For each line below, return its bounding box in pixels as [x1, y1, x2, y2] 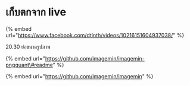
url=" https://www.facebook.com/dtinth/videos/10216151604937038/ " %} [5, 31, 185, 39]
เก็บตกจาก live [5, 5, 67, 19]
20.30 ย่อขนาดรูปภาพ [5, 43, 51, 50]
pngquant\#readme [5, 61, 53, 68]
